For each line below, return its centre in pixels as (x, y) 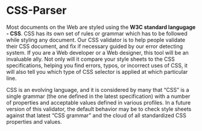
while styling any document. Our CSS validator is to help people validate (96, 40)
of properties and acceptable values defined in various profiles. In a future (99, 102)
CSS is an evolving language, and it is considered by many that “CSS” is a (98, 90)
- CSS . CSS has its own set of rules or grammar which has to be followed (97, 33)
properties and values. (34, 121)
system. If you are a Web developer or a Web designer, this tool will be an (97, 52)
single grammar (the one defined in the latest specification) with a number (98, 96)
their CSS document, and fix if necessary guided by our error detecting (95, 46)
